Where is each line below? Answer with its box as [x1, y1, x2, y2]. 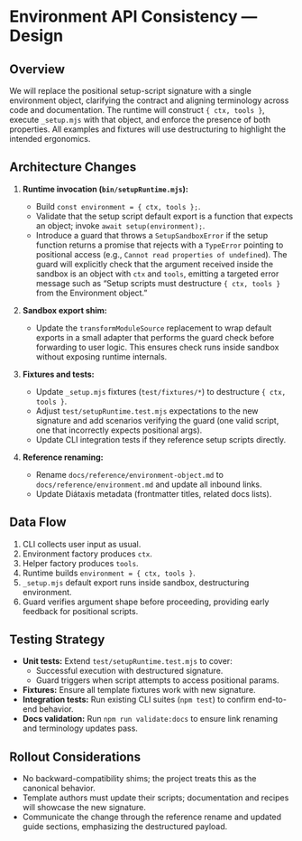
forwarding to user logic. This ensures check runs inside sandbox [35, 341, 279, 352]
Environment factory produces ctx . [22, 548, 153, 559]
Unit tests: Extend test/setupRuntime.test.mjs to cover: [22, 656, 233, 667]
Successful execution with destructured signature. [35, 666, 224, 677]
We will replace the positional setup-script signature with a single [9, 86, 252, 96]
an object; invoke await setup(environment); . [35, 220, 206, 231]
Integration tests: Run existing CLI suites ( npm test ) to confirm [22, 694, 257, 706]
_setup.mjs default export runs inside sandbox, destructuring [22, 576, 250, 588]
